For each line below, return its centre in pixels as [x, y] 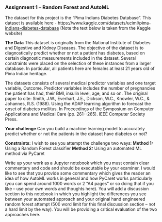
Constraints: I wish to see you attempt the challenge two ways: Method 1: [79, 143]
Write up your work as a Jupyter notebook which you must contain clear [77, 163]
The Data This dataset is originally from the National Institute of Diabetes [78, 43]
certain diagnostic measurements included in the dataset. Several [71, 58]
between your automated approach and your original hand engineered [75, 199]
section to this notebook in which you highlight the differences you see [76, 194]
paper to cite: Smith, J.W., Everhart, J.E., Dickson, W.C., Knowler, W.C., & [77, 99]
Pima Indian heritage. [26, 74]
